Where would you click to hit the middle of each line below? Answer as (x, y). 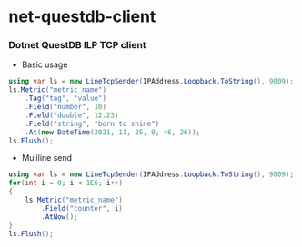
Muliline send (47, 158)
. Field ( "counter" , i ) (82, 208)
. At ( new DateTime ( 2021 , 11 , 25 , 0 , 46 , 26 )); (113, 132)
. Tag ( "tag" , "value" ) (65, 99)
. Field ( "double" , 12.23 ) (72, 115)
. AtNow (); (60, 217)
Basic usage (45, 64)
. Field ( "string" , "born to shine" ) (92, 123)
